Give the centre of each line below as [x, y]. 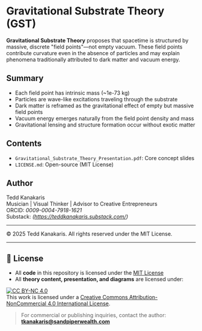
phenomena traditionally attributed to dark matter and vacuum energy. [93, 59]
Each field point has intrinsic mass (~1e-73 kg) [72, 93]
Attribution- [143, 297]
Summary [25, 78]
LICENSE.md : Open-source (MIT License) [64, 164]
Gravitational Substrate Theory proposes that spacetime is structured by [97, 40]
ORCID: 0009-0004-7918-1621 [44, 210]
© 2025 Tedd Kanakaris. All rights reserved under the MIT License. [89, 234]
